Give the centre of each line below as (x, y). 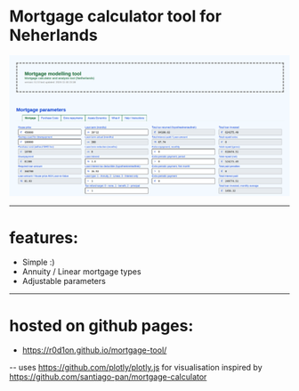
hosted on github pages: (101, 326)
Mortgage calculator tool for (116, 16)
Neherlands (53, 35)
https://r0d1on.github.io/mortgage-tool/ (94, 350)
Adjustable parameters (64, 281)
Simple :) (38, 262)
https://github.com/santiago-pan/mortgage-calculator (108, 377)
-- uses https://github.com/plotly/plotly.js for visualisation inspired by (136, 368)
